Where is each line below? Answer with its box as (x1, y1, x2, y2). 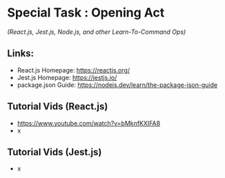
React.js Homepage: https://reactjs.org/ (17, 66, 130, 74)
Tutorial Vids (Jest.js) (7, 146, 102, 158)
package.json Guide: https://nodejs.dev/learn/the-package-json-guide (17, 81, 218, 89)
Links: (7, 48, 35, 59)
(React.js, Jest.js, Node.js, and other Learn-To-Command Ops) (7, 28, 186, 36)
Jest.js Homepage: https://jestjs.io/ (17, 73, 117, 81)
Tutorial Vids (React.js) (7, 101, 108, 112)
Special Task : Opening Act (7, 5, 165, 21)
